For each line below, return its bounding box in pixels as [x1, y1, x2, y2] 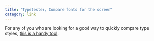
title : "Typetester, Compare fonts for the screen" [5, 7, 112, 12]
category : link [5, 12, 36, 17]
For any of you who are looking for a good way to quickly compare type [5, 25, 149, 31]
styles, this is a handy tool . [5, 30, 59, 36]
